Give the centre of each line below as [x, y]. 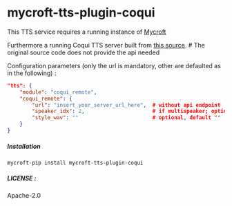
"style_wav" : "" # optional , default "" [126, 118]
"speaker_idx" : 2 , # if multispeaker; [120, 112]
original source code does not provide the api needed [84, 52]
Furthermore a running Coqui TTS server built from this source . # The [106, 45]
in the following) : [32, 73]
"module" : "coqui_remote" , [58, 92]
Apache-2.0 [24, 195]
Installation [24, 146]
